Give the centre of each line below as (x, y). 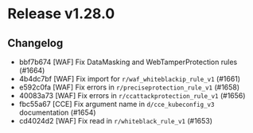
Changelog (35, 43)
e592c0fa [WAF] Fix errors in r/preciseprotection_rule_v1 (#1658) (129, 87)
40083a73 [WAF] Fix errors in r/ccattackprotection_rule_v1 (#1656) (132, 95)
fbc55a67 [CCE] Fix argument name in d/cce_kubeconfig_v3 (117, 104)
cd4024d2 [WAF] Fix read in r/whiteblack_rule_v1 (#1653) (115, 121)
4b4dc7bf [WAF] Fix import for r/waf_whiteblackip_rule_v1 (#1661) (129, 79)
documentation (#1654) (57, 112)
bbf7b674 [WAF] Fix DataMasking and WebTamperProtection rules (128, 62)
